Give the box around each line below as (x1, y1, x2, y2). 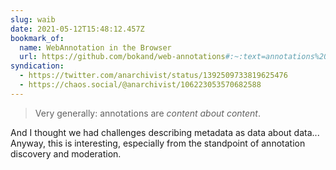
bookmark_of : (10, 33, 65, 43)
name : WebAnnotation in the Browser (19, 42, 172, 53)
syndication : (10, 61, 65, 71)
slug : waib (10, 14, 56, 25)
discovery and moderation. (10, 147, 122, 160)
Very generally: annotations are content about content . (34, 107, 262, 119)
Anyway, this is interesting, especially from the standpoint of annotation (10, 137, 306, 149)
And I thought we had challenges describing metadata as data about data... (10, 126, 320, 138)
